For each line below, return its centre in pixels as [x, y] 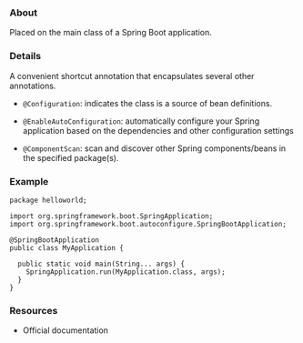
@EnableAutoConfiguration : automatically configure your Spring [141, 121]
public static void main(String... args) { [101, 264]
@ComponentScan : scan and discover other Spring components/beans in [154, 148]
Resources [34, 310]
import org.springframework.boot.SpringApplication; [111, 216]
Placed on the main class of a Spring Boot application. [111, 33]
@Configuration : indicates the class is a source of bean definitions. [147, 103]
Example [29, 181]
